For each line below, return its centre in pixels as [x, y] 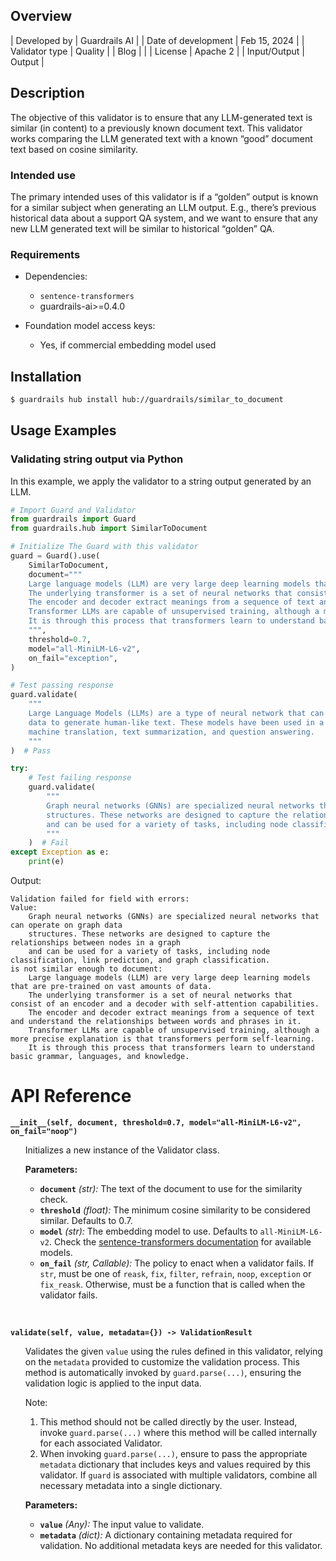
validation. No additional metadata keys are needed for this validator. [181, 1546]
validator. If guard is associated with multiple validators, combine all [178, 1475]
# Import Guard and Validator [73, 510]
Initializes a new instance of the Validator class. [122, 1150]
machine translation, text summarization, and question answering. [171, 732]
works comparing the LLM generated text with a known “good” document [161, 138]
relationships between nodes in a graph [96, 943]
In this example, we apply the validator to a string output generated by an [161, 481]
